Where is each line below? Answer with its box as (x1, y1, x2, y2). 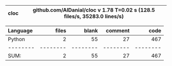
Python (8, 36, 26, 43)
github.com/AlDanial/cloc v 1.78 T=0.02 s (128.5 (32, 7, 155, 13)
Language (8, 27, 33, 34)
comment (105, 27, 130, 34)
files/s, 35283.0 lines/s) (63, 13, 124, 20)
